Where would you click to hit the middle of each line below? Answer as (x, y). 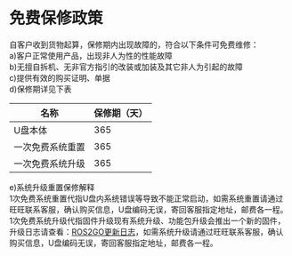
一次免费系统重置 (50, 147)
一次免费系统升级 (50, 164)
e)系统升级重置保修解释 (52, 187)
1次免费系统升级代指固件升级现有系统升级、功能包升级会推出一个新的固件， (147, 220)
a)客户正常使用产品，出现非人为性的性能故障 (91, 55)
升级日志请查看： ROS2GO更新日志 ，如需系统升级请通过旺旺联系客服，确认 (146, 231)
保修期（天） (121, 113)
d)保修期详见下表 (41, 89)
